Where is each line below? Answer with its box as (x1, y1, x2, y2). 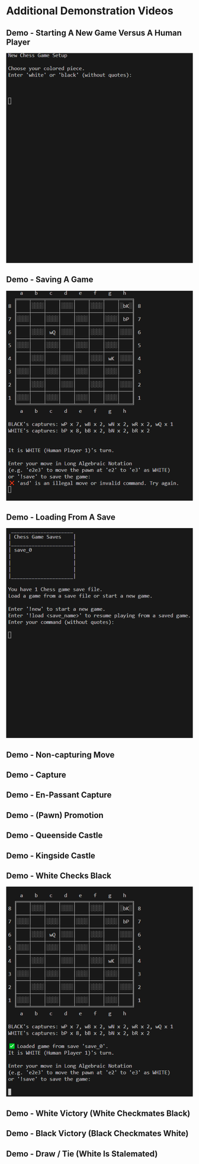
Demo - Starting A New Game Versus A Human (6, 28, 182, 38)
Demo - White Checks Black (6, 871, 111, 881)
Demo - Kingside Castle (6, 850, 96, 861)
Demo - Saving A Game (6, 275, 94, 285)
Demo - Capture (6, 770, 66, 780)
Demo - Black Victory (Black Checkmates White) (6, 1128, 189, 1138)
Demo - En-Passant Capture (6, 790, 112, 800)
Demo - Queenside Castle (6, 831, 103, 841)
